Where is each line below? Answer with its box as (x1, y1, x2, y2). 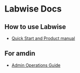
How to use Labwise (4, 23, 66, 31)
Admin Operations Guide (11, 62, 61, 68)
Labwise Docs (4, 3, 62, 15)
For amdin (4, 49, 36, 58)
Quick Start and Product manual (11, 35, 75, 41)
